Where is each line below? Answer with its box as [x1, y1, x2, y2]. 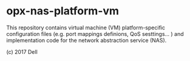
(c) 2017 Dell [6, 48, 38, 55]
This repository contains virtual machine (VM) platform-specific [6, 24, 166, 31]
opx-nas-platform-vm [6, 4, 120, 18]
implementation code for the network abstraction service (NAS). [6, 36, 167, 44]
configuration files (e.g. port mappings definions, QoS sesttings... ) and [6, 30, 184, 37]
